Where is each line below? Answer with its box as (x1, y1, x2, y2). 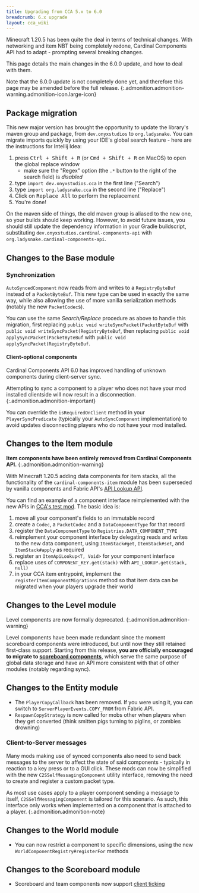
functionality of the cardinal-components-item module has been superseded (6, 479, 192, 486)
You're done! (14, 199, 46, 206)
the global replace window (14, 161, 80, 168)
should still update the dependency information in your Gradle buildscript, (6, 223, 187, 230)
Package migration (6, 108, 77, 118)
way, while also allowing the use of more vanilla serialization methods (6, 296, 176, 304)
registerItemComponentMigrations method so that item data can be (14, 576, 178, 583)
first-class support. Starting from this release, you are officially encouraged (6, 647, 193, 654)
